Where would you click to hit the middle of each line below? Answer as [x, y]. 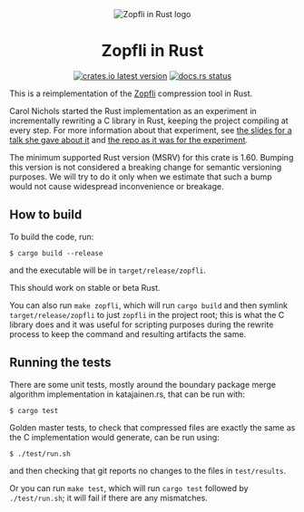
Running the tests [60, 363]
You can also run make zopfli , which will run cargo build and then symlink [149, 305]
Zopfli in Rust [152, 51]
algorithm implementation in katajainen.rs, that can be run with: [127, 394]
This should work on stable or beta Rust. [85, 287]
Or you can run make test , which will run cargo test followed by [129, 488]
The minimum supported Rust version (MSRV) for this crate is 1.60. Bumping [152, 157]
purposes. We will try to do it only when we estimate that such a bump [141, 177]
